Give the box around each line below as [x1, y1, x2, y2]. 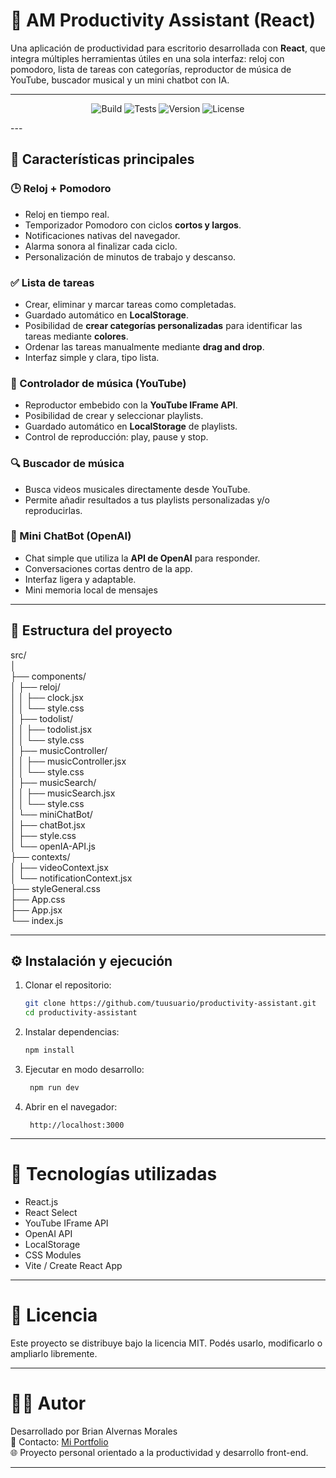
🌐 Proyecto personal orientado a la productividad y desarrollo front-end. [10, 1446, 309, 1458]
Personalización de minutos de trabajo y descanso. [24, 250, 237, 263]
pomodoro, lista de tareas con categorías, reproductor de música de [10, 63, 292, 75]
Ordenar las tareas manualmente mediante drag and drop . [24, 340, 265, 353]
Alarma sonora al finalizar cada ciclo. [24, 240, 178, 252]
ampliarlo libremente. [10, 1347, 98, 1359]
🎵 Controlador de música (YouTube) [10, 376, 187, 390]
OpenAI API [24, 1227, 73, 1239]
